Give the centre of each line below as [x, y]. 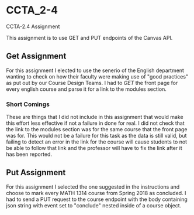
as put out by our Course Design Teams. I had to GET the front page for [92, 83]
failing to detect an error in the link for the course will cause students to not [97, 142]
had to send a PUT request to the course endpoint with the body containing [97, 199]
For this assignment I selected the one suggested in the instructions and [93, 187]
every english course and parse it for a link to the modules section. [86, 89]
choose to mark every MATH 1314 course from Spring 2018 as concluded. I [96, 193]
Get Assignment [36, 56]
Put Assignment [36, 173]
